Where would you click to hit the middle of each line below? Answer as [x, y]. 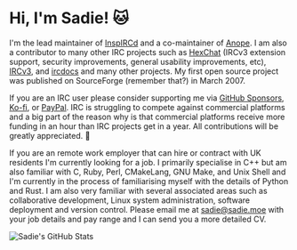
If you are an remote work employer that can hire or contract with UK [135, 153]
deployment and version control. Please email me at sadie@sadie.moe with [147, 209]
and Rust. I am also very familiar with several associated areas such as [139, 190]
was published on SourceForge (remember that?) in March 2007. [128, 80]
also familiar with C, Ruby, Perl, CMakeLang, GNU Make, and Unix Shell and [148, 172]
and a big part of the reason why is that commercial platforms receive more [147, 117]
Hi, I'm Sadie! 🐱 [69, 18]
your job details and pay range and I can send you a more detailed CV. [138, 219]
